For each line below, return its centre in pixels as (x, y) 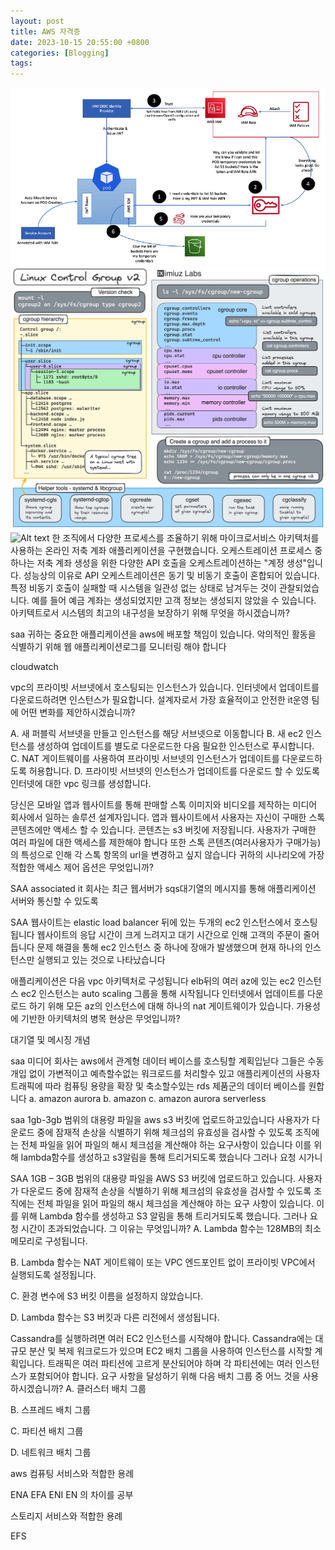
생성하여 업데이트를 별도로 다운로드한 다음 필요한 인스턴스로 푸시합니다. (175, 746)
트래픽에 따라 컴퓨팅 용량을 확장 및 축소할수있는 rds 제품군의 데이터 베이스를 (158, 1086)
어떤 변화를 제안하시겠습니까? (78, 712)
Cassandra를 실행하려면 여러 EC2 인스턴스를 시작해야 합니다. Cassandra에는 (161, 1339)
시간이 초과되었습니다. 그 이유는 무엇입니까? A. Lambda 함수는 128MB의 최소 (171, 1229)
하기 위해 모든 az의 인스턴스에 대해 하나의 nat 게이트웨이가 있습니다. (161, 1006)
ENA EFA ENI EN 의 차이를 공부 (72, 1495)
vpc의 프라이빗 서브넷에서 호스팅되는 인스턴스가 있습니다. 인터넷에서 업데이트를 (165, 687)
